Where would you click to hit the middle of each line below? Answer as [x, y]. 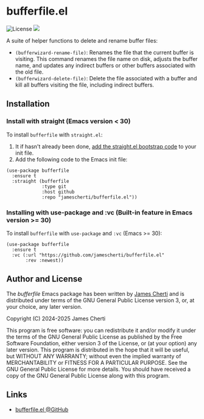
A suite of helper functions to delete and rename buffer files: [82, 40]
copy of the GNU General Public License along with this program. [88, 375]
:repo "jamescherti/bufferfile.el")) [90, 197]
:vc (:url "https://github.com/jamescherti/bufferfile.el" [88, 255]
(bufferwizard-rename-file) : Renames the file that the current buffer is [104, 52]
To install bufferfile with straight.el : [55, 135]
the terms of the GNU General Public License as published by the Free [94, 337]
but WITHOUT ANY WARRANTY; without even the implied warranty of [94, 356]
